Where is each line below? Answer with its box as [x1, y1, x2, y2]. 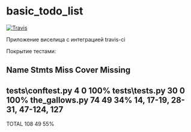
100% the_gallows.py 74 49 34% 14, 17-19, [6, 95, 169, 105]
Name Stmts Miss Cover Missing [6, 65, 131, 75]
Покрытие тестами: [6, 47, 56, 55]
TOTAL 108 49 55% [6, 121, 55, 128]
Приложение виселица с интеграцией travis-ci [6, 36, 126, 43]
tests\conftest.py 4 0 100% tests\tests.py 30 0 [6, 86, 185, 96]
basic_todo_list [6, 4, 83, 18]
